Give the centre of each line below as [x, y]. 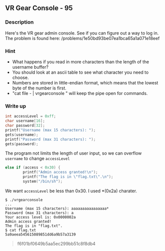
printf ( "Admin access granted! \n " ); [60, 172]
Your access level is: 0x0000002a [41, 217]
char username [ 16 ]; [25, 121]
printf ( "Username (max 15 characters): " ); [50, 130]
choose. [20, 77]
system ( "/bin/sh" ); [43, 182]
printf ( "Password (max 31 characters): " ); [50, 139]
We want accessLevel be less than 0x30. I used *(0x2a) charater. [71, 191]
